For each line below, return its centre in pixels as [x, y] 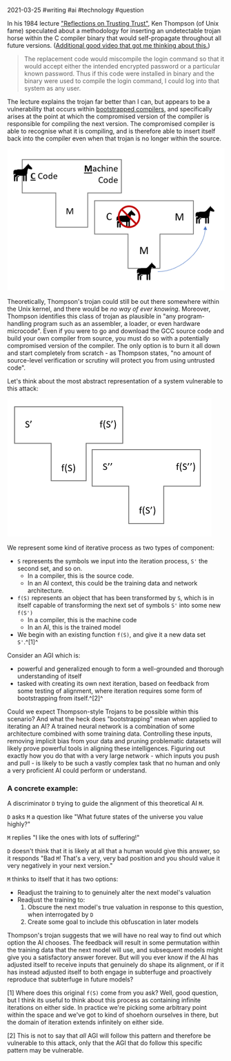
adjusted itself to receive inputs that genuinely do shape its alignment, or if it [115, 964]
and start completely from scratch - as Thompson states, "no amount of [109, 353]
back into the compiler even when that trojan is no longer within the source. [114, 138]
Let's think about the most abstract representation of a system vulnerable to [115, 381]
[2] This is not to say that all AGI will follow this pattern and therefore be [109, 1035]
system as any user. [52, 88]
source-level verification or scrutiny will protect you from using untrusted [111, 360]
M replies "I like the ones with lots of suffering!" [73, 837]
